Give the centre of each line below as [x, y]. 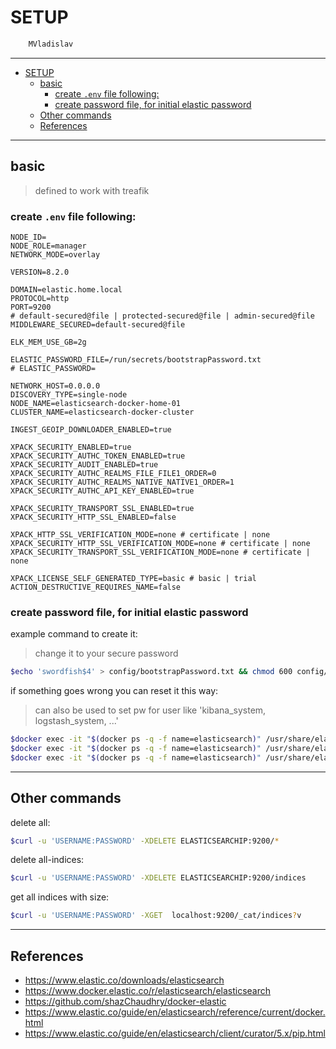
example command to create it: [74, 634]
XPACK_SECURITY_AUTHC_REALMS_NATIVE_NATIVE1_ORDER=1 [122, 482]
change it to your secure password [106, 653]
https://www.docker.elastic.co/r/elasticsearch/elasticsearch [148, 990]
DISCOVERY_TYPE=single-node [69, 394]
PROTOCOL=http [40, 298]
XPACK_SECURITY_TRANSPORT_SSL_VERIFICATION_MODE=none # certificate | [160, 552]
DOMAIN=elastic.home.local [66, 289]
